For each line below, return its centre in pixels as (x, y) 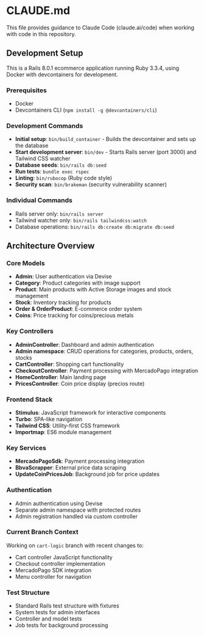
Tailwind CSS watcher (43, 159)
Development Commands (45, 126)
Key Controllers (30, 332)
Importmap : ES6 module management (63, 432)
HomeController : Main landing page (61, 377)
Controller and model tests (48, 619)
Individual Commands (40, 200)
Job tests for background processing (62, 625)
